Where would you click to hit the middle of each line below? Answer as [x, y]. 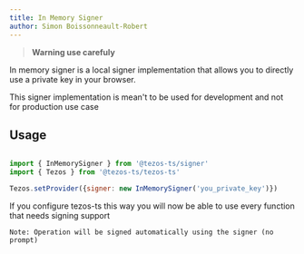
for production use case [54, 106]
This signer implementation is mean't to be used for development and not [147, 97]
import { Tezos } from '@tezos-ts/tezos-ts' [95, 172]
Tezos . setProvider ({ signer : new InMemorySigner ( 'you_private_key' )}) [144, 189]
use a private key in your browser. [73, 79]
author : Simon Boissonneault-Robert [78, 26]
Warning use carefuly [73, 52]
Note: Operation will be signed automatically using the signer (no [142, 232]
